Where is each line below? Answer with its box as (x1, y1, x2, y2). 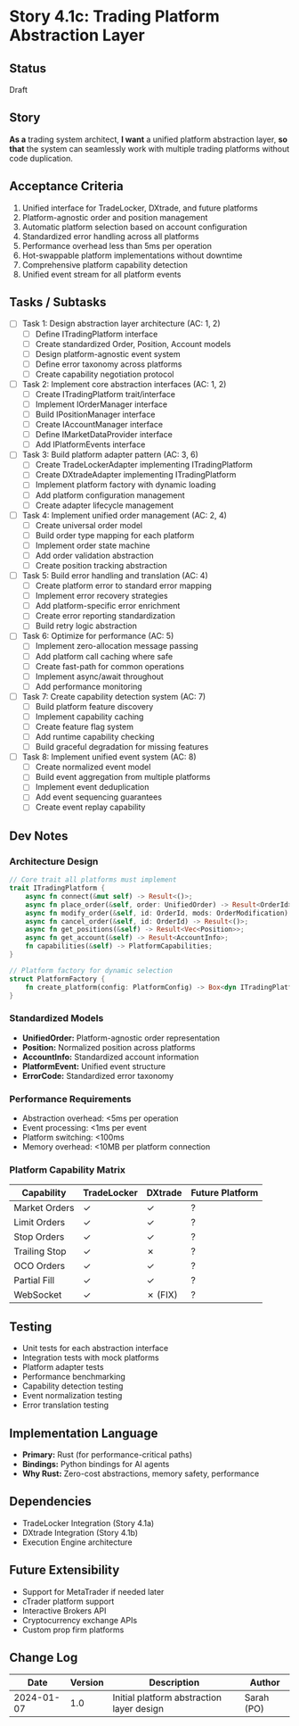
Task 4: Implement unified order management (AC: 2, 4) (21, 510, 227, 520)
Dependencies (9, 1494, 92, 1509)
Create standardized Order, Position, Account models (35, 338, 231, 349)
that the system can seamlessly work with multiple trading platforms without (9, 143, 290, 154)
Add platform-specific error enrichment (35, 601, 181, 611)
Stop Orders (13, 1231, 65, 1243)
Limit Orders (13, 1216, 65, 1229)
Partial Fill (13, 1274, 55, 1287)
